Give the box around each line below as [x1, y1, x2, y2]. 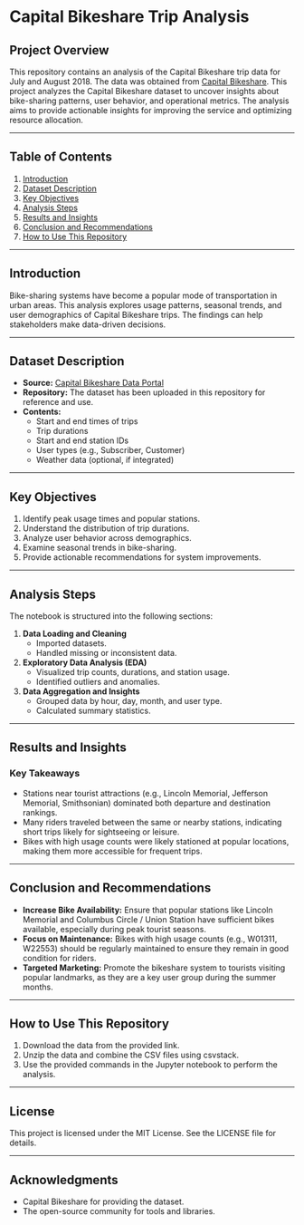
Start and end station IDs [35, 435, 129, 446]
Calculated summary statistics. [35, 705, 151, 717]
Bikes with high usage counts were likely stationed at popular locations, [22, 835, 290, 846]
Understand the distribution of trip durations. [22, 523, 190, 534]
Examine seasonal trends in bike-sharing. [22, 542, 177, 554]
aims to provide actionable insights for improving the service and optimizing [9, 105, 292, 115]
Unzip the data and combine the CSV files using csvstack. [22, 1049, 240, 1061]
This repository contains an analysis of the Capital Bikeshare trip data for [9, 66, 281, 77]
